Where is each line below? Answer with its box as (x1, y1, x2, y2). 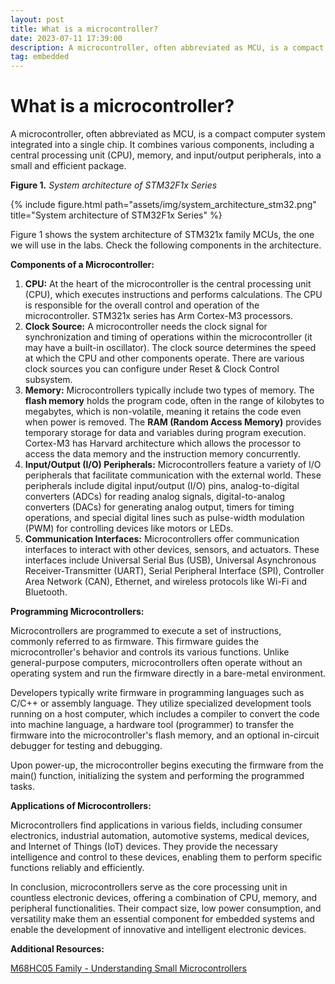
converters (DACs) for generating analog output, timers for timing (24, 501, 295, 513)
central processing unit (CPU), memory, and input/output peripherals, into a (10, 149, 322, 161)
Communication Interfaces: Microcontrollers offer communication (24, 533, 300, 545)
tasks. (10, 781, 36, 793)
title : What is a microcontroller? (10, 24, 159, 34)
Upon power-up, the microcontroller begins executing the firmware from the (10, 759, 324, 771)
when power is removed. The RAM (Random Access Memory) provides (24, 416, 322, 428)
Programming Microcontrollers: (10, 606, 145, 618)
